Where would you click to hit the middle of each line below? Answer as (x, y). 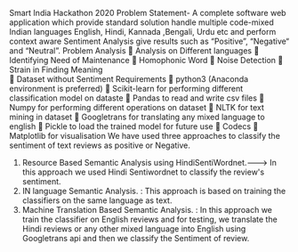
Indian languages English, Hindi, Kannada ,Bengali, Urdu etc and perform (143, 32)
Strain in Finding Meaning (56, 69)
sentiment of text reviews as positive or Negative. (100, 145)
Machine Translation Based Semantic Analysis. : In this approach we (147, 210)
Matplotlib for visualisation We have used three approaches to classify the (145, 136)
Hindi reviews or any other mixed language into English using (134, 229)
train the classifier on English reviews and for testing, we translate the (149, 219)
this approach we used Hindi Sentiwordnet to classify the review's (143, 172)
